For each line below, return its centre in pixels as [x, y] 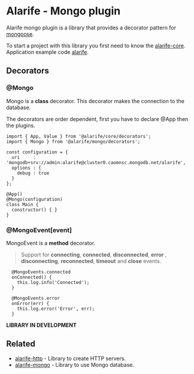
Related [21, 344]
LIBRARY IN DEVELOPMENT [41, 325]
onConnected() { [32, 277]
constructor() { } [35, 210]
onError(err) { [31, 303]
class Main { [22, 204]
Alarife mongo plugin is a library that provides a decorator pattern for [91, 28]
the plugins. [21, 125]
